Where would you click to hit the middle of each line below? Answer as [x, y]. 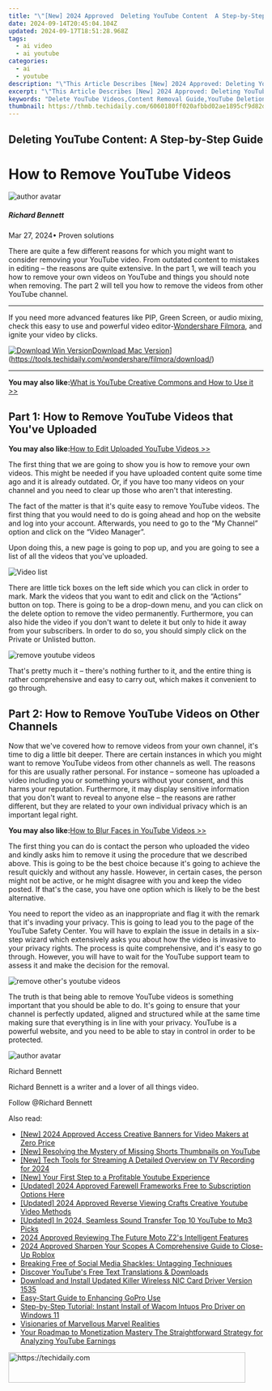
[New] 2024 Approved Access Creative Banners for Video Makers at [134, 1134]
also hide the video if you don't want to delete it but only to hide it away [127, 622]
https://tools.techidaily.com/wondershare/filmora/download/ [111, 359]
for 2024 [35, 1169]
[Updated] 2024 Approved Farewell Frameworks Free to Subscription [135, 1186]
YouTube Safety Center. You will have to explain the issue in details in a [127, 931]
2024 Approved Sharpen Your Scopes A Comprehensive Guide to [130, 1247]
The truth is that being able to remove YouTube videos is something [121, 997]
